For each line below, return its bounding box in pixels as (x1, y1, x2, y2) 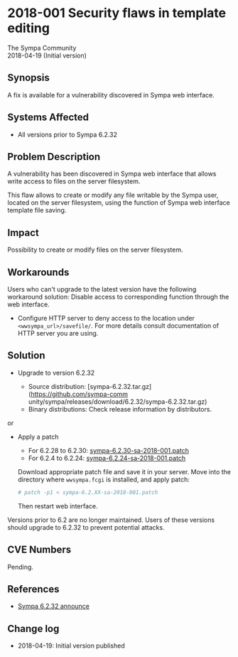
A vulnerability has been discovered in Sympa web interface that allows (7, 169, 217, 178)
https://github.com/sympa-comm (31, 390, 129, 398)
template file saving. (7, 206, 67, 215)
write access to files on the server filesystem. (7, 177, 141, 186)
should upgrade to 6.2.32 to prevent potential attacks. (7, 523, 165, 531)
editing (7, 20, 50, 36)
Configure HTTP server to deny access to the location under (17, 314, 195, 322)
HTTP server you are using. (17, 329, 99, 337)
